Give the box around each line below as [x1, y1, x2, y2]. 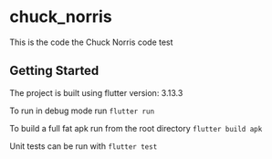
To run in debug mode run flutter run [9, 105, 155, 116]
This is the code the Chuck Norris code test [9, 37, 173, 48]
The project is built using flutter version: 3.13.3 [9, 87, 183, 98]
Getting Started [9, 63, 99, 79]
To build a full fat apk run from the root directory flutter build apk [9, 122, 263, 133]
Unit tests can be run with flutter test [9, 140, 158, 152]
